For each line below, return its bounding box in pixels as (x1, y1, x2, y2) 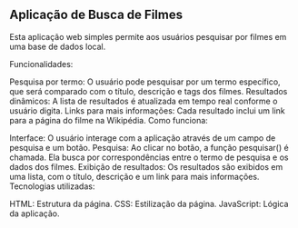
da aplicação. (9, 208, 61, 219)
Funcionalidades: (9, 58, 74, 69)
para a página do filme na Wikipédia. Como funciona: (9, 114, 209, 125)
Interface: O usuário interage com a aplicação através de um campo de (9, 132, 276, 144)
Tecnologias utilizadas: (9, 181, 95, 192)
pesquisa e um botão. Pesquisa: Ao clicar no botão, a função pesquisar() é (9, 142, 289, 153)
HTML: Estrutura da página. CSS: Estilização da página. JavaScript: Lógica (9, 198, 289, 209)
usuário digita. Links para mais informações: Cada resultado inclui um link (9, 104, 285, 116)
